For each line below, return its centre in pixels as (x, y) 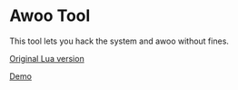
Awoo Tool (50, 16)
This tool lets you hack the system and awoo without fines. (119, 41)
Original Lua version (47, 58)
